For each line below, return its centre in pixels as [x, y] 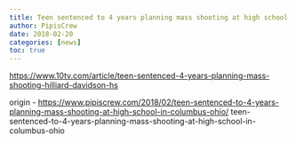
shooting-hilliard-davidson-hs [64, 85]
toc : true [28, 51]
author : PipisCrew [43, 26]
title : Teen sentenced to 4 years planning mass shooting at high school [149, 17]
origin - [23, 102]
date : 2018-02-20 [41, 34]
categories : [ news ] [45, 42]
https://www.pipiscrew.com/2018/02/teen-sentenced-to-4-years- [159, 102]
